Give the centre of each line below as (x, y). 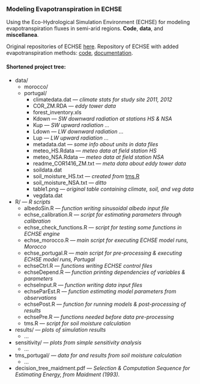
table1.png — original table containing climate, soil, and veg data (113, 189)
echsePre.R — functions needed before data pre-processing (99, 317)
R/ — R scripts (33, 202)
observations (40, 297)
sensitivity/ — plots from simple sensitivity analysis (78, 342)
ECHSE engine (42, 234)
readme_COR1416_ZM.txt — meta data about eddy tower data (109, 163)
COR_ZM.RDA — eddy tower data (74, 106)
